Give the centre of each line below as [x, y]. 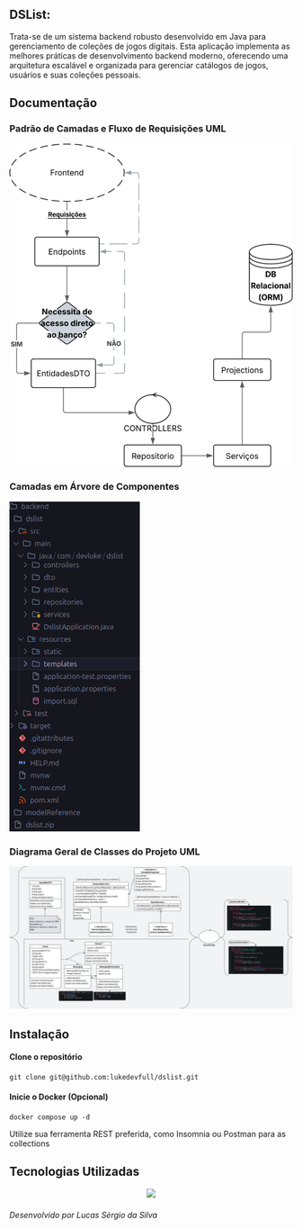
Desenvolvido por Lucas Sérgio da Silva [84, 1215]
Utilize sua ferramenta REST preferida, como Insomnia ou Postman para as [147, 1134]
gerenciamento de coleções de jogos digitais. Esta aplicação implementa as [150, 46]
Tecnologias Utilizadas [75, 1172]
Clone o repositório [46, 1057]
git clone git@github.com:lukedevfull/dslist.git [104, 1077]
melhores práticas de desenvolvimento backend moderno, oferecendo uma [149, 55]
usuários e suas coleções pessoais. [75, 75]
